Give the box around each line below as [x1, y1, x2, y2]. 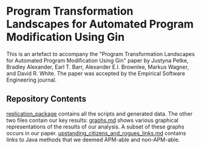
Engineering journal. [6, 76, 56, 83]
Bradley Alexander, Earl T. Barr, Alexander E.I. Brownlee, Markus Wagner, [6, 63, 189, 71]
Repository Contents [6, 94, 87, 104]
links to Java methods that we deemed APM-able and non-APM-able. [6, 136, 180, 143]
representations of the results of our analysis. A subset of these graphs [6, 123, 185, 130]
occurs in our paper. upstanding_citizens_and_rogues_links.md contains [6, 129, 186, 136]
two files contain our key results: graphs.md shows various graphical [6, 116, 179, 124]
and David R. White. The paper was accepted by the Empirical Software [6, 69, 185, 77]
